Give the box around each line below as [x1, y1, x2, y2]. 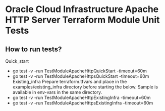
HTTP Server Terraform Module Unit [5, 14, 160, 26]
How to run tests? [5, 45, 62, 53]
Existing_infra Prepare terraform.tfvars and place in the [12, 79, 127, 84]
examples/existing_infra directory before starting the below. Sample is [12, 84, 158, 90]
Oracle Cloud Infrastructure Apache [5, 4, 159, 15]
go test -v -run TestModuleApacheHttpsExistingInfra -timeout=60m [12, 100, 153, 106]
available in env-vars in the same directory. [12, 89, 102, 95]
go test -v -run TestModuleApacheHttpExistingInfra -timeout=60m [12, 94, 151, 100]
